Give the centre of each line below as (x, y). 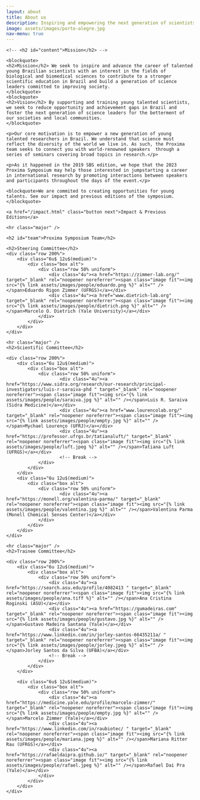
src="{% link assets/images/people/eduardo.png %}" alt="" (81, 285)
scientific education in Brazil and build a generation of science (92, 82)
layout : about (24, 12)
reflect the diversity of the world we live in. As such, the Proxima (96, 144)
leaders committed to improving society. (58, 87)
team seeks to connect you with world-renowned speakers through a (93, 150)
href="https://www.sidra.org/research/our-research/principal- (86, 384)
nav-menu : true (25, 34)
